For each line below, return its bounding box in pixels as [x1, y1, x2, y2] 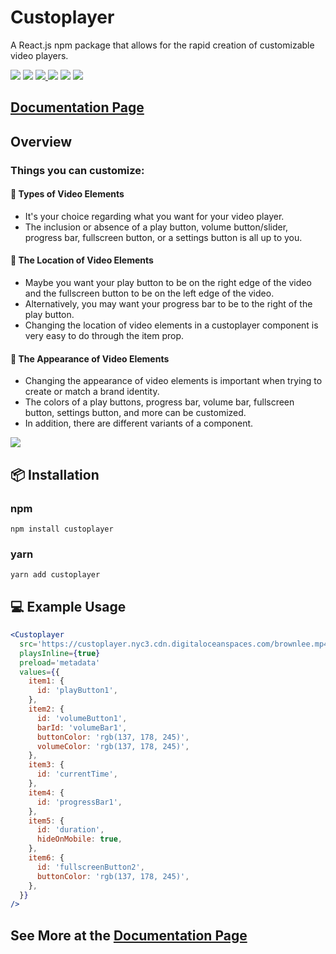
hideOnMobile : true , [36, 834, 123, 845]
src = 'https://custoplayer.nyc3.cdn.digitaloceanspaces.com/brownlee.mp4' [19, 639, 333, 649]
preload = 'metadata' [19, 657, 101, 668]
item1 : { [28, 676, 65, 686]
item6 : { [28, 853, 65, 863]
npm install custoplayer [10, 524, 114, 534]
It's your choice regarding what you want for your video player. [24, 210, 285, 222]
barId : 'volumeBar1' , [36, 722, 128, 733]
